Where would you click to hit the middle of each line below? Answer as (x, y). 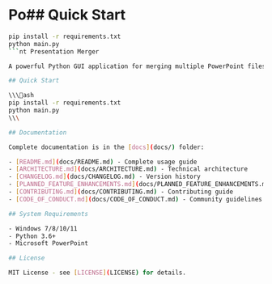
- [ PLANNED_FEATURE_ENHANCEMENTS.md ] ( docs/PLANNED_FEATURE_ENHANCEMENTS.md (139, 184)
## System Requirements (49, 214)
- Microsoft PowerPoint (49, 244)
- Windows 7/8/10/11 (43, 228)
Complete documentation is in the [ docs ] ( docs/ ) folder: (106, 147)
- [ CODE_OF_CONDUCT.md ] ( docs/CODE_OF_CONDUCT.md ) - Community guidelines (136, 199)
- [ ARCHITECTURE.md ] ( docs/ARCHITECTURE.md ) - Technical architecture (128, 169)
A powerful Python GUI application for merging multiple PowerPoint (126, 66)
